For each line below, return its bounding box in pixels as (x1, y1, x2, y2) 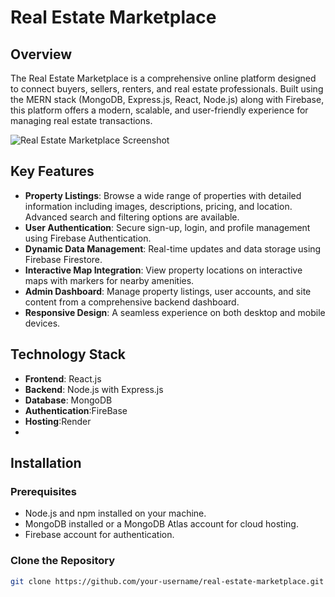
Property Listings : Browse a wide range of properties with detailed (24, 189, 302, 201)
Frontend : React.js (24, 372, 102, 385)
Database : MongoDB (24, 394, 113, 406)
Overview (10, 46, 73, 63)
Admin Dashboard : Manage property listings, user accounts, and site (24, 285, 312, 297)
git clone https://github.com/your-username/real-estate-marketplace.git (10, 576, 325, 586)
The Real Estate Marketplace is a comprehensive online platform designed (10, 72, 317, 84)
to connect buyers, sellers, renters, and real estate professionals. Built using (10, 83, 324, 95)
